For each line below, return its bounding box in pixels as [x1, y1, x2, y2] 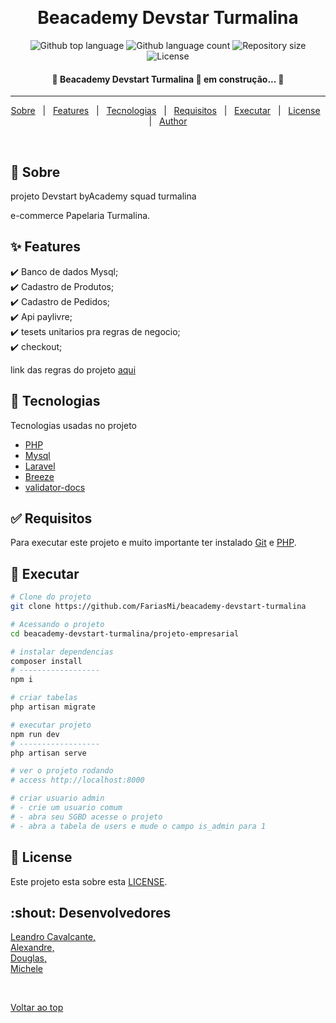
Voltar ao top [10, 1002, 64, 1014]
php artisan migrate [10, 702, 97, 712]
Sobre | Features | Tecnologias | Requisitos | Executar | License [10, 105, 321, 117]
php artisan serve [10, 748, 87, 758]
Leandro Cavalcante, [10, 931, 97, 943]
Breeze [24, 470, 55, 482]
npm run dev [10, 729, 60, 739]
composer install [10, 656, 83, 666]
